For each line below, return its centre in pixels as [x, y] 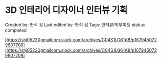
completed [16, 30]
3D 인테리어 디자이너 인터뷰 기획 [66, 10]
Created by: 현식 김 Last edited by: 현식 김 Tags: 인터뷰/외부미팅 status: [75, 25]
